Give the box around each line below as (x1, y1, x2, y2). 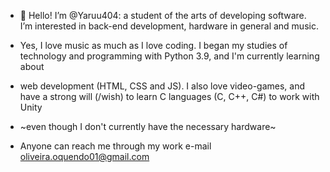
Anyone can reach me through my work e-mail (19, 140, 212, 152)
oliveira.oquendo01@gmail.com (19, 151, 150, 162)
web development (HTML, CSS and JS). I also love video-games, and (19, 80, 306, 92)
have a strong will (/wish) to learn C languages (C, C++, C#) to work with (19, 91, 320, 102)
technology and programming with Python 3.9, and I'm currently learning (19, 50, 320, 62)
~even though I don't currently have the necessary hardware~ (19, 121, 277, 132)
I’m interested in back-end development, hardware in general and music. (19, 20, 319, 32)
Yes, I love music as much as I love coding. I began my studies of (19, 40, 288, 51)
